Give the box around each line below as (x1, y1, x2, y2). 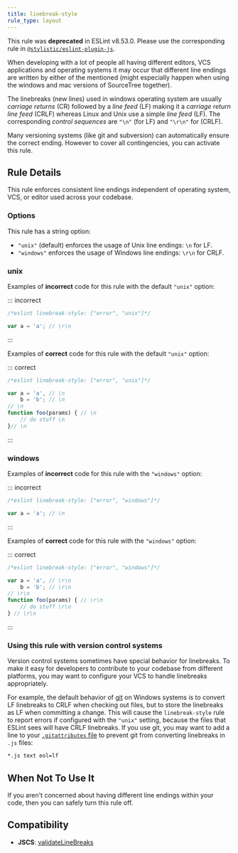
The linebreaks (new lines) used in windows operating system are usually (7, 94, 222, 103)
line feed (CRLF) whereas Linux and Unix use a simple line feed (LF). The (7, 110, 221, 118)
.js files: (7, 738, 33, 747)
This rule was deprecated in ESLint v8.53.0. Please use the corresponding (7, 36, 225, 45)
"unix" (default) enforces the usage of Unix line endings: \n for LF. (17, 240, 213, 249)
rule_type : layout (7, 17, 62, 24)
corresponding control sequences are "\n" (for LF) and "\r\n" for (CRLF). (7, 117, 223, 125)
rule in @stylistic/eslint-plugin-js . (7, 44, 115, 53)
